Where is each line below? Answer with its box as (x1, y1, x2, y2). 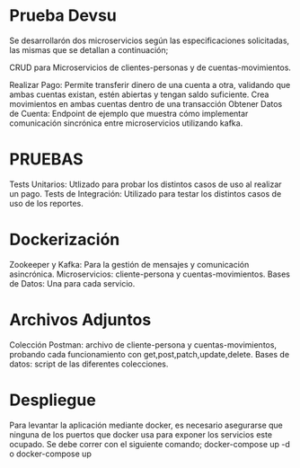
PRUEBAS (9, 149, 84, 170)
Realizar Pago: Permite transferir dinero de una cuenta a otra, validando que (9, 79, 291, 90)
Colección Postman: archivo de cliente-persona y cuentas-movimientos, (9, 339, 277, 350)
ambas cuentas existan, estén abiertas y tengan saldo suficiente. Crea (9, 89, 269, 100)
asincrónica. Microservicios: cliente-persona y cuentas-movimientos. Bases (9, 269, 290, 279)
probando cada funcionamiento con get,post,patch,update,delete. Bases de (9, 349, 290, 359)
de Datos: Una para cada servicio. (9, 278, 136, 288)
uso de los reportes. (9, 198, 84, 208)
